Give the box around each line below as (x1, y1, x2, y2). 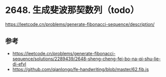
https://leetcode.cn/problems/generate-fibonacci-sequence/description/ (5, 21, 155, 27)
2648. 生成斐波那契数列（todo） (5, 4, 140, 16)
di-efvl (12, 61, 26, 67)
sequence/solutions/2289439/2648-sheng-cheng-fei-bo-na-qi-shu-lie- (12, 56, 161, 62)
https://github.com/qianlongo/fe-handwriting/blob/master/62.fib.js (12, 66, 149, 72)
